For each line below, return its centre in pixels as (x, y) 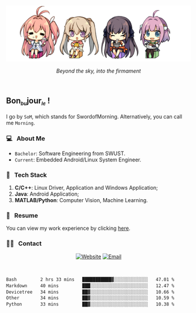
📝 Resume (22, 216)
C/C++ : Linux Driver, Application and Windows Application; (86, 188)
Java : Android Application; (47, 194)
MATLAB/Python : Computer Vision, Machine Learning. (81, 200)
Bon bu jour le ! (28, 101)
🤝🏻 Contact (24, 243)
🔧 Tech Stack (26, 174)
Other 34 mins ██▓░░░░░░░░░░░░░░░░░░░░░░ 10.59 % (90, 298)
